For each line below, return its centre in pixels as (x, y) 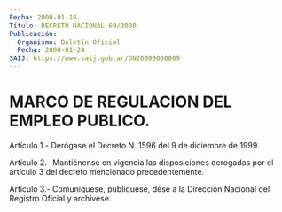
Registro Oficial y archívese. (60, 198)
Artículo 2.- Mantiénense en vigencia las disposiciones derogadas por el (141, 162)
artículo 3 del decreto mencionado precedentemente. (107, 171)
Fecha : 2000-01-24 (51, 50)
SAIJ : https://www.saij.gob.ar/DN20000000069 (94, 58)
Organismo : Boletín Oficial (69, 42)
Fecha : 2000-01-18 (43, 17)
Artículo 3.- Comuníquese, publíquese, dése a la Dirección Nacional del (140, 189)
